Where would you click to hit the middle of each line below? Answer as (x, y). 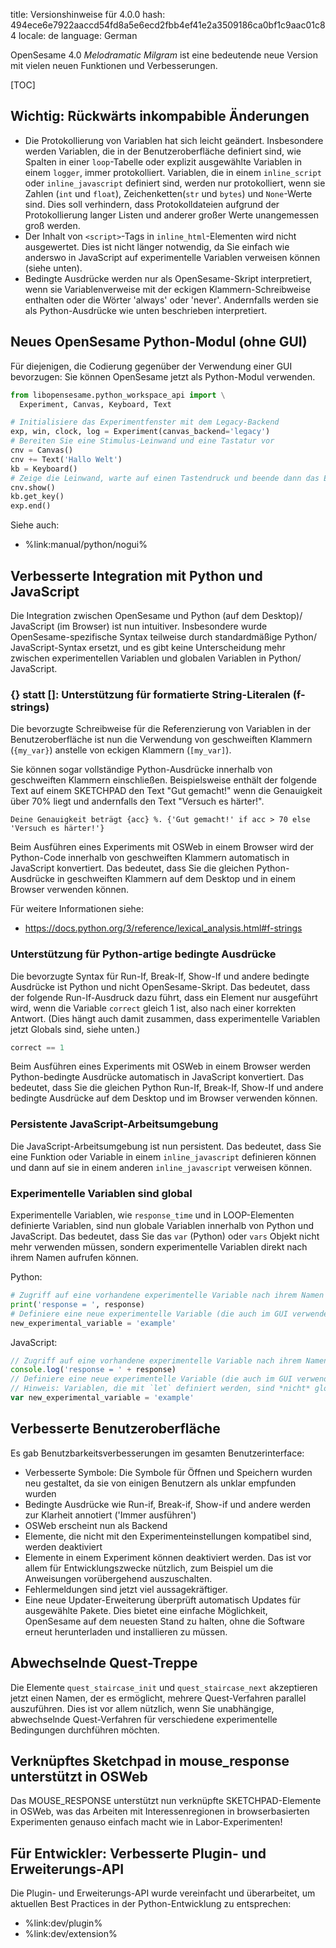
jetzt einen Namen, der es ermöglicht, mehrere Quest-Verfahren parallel (158, 1698)
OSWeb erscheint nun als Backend (96, 1525)
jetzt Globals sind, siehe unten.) (75, 1029)
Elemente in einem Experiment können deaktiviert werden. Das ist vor (168, 1557)
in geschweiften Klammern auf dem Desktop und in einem (176, 879)
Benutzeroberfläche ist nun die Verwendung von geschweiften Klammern (161, 740)
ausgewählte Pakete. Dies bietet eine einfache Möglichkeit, (146, 1610)
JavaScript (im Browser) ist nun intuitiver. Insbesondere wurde (139, 626)
